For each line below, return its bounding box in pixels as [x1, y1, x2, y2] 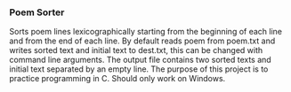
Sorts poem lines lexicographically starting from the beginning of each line [9, 27, 283, 37]
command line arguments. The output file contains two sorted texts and [9, 55, 271, 65]
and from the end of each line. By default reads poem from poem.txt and [9, 35, 276, 46]
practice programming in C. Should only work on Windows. [9, 73, 226, 84]
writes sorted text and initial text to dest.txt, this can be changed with [9, 45, 263, 56]
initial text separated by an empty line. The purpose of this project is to [9, 64, 269, 74]
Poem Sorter [9, 6, 65, 19]
